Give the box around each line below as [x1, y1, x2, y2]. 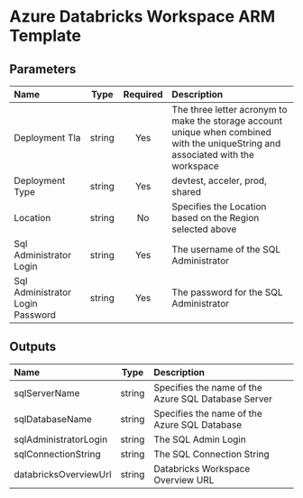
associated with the [171, 149, 255, 161]
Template [9, 25, 81, 46]
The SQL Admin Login [152, 433, 246, 446]
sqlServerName [14, 386, 80, 399]
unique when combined [171, 126, 272, 138]
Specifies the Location [171, 200, 267, 213]
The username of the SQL [171, 244, 281, 255]
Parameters [9, 61, 77, 77]
